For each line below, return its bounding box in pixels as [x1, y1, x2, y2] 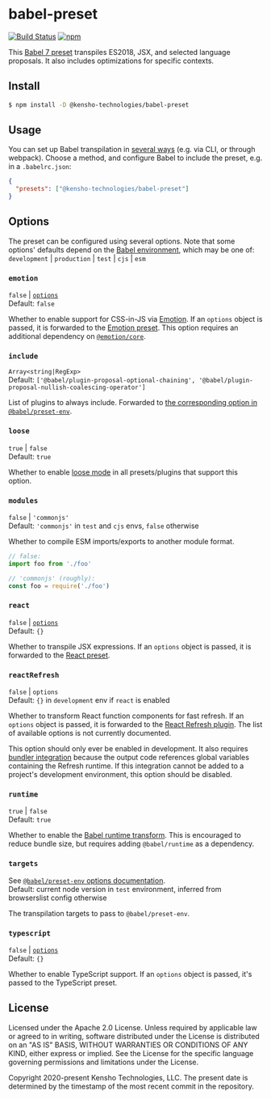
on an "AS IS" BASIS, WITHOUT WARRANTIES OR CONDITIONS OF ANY [8, 1040, 248, 1050]
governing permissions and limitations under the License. [8, 1057, 199, 1067]
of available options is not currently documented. [8, 729, 172, 738]
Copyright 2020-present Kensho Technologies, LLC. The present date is [8, 1072, 248, 1082]
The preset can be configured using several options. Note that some [8, 236, 236, 246]
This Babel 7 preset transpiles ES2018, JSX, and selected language [8, 47, 231, 57]
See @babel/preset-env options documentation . [8, 875, 165, 886]
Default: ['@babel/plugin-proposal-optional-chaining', [8, 375, 196, 385]
